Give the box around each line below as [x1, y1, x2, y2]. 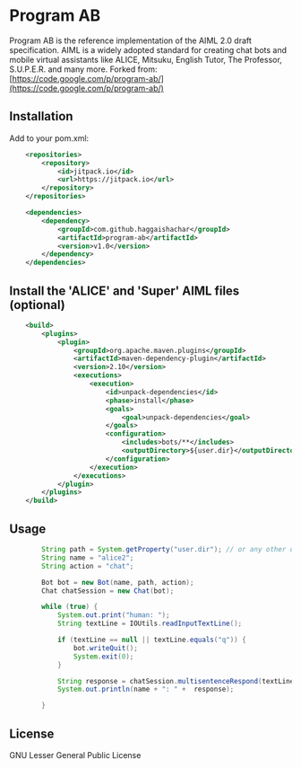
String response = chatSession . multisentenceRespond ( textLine [56, 676, 295, 685]
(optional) [9, 297, 65, 313]
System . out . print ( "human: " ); [56, 611, 170, 620]
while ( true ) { [41, 603, 99, 612]
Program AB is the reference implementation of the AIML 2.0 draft [9, 35, 253, 46]
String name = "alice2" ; [41, 553, 134, 562]
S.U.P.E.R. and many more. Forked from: [9, 64, 158, 75]
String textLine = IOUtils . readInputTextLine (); [56, 619, 243, 629]
